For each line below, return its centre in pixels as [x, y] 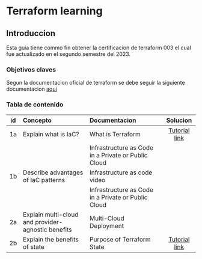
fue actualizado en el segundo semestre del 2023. [69, 54]
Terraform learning [55, 11]
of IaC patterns [44, 180]
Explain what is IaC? [51, 134]
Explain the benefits [51, 239]
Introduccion [31, 33]
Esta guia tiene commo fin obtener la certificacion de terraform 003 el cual [99, 47]
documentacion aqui [32, 89]
